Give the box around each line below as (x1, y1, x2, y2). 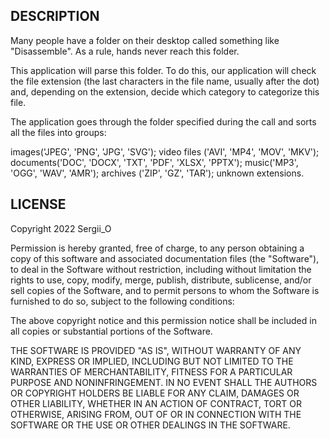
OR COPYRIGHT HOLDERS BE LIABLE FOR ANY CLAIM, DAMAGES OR (10, 387, 300, 399)
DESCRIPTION (10, 8, 100, 25)
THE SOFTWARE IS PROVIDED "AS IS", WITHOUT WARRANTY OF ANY (10, 344, 302, 356)
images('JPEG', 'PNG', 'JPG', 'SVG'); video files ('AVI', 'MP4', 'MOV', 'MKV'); (10, 145, 320, 158)
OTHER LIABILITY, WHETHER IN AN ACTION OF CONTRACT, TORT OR (10, 397, 302, 409)
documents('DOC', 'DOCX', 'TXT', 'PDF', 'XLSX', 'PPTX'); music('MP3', (10, 156, 299, 168)
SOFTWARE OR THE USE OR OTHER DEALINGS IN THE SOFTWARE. (10, 419, 291, 431)
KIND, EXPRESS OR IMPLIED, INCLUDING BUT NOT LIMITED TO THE (10, 355, 294, 367)
